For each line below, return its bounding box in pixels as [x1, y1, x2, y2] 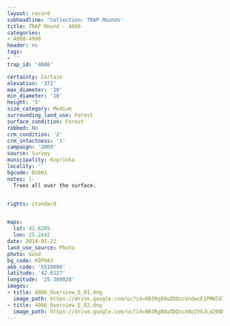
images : [7, 283, 29, 290]
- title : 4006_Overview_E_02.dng [7, 301, 103, 309]
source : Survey [7, 150, 51, 157]
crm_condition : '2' [7, 131, 63, 138]
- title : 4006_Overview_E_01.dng [7, 289, 103, 296]
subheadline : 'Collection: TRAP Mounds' [7, 16, 125, 23]
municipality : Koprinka [7, 156, 75, 163]
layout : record [7, 10, 51, 17]
